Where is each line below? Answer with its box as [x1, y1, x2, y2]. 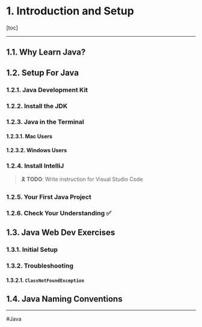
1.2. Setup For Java [6, 67, 79, 78]
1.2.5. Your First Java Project [6, 192, 91, 201]
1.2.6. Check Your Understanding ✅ [6, 209, 112, 217]
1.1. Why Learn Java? [6, 47, 86, 58]
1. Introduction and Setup [6, 4, 134, 18]
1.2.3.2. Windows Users [6, 146, 67, 154]
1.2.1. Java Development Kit [6, 85, 88, 94]
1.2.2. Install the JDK [6, 102, 68, 110]
